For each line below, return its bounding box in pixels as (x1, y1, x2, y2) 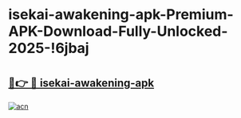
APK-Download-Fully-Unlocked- (8, 22, 228, 40)
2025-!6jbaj (8, 40, 89, 57)
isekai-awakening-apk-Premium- (8, 6, 234, 24)
